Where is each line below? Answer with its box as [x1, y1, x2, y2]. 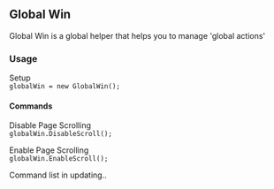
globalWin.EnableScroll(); [9, 155, 109, 163]
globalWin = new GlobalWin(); [9, 82, 121, 91]
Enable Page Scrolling [9, 145, 89, 155]
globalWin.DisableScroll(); [9, 130, 113, 139]
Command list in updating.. [9, 170, 108, 180]
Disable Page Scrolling [9, 120, 91, 131]
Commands [9, 101, 53, 111]
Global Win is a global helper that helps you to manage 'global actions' [9, 30, 266, 41]
